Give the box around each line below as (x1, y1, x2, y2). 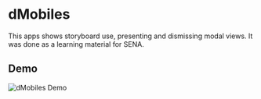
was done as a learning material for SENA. (8, 39, 145, 48)
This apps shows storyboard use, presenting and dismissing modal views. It (8, 31, 253, 41)
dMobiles (8, 5, 71, 23)
